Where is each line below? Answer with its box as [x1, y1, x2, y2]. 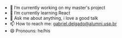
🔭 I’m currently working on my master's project [9, 5, 105, 10]
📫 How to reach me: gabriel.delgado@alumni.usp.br [9, 21, 117, 27]
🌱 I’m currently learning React [9, 10, 71, 16]
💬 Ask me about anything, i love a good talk [9, 15, 98, 21]
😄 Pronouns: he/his [9, 28, 50, 34]
